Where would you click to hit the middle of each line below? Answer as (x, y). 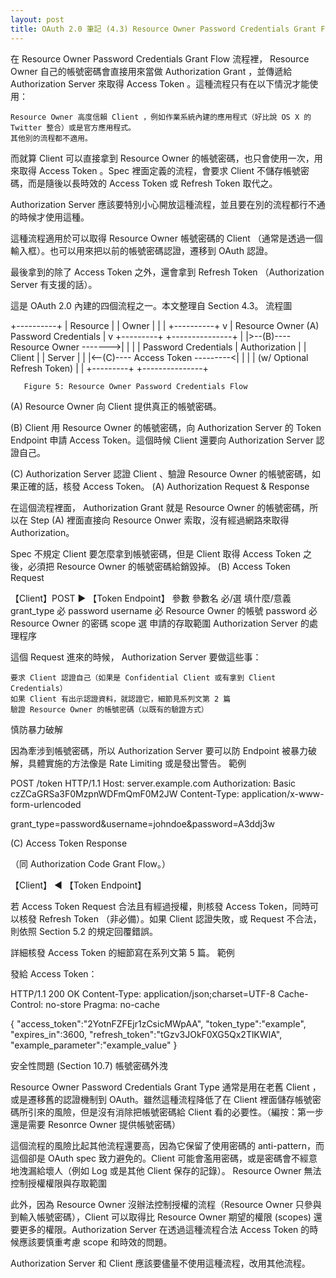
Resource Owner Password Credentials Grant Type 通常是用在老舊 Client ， (166, 1087)
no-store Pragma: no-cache (103, 1004)
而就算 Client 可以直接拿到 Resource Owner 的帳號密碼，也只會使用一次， (162, 158)
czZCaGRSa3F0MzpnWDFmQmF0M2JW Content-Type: (125, 793)
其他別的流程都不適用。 (51, 138)
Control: (27, 1004)
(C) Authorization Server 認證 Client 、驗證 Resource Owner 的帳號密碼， (161, 473)
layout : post (37, 19)
